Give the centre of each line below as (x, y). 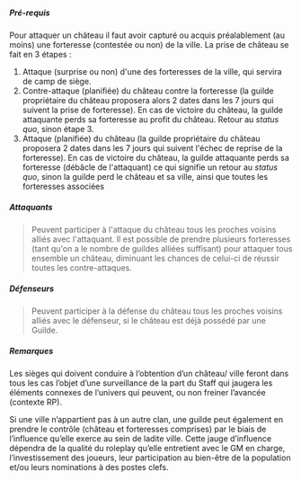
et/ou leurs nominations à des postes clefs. (89, 467)
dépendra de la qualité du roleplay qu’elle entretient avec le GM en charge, (147, 448)
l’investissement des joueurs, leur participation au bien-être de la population (150, 458)
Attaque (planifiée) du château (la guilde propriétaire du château (141, 138)
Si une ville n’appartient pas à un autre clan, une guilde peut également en (146, 419)
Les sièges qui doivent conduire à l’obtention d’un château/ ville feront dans (149, 373)
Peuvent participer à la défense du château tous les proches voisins (157, 311)
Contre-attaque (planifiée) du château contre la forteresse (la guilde (148, 91)
